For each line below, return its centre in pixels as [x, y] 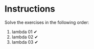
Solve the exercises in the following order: [47, 22]
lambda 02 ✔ [25, 37]
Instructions [30, 9]
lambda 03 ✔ [25, 42]
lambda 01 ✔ [24, 32]
